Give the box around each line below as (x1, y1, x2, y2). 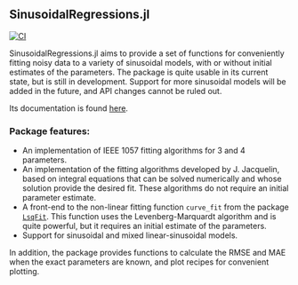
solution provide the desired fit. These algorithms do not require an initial (21, 183, 289, 194)
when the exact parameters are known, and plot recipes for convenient (9, 257, 270, 267)
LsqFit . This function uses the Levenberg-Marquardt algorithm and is (21, 211, 277, 222)
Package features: (9, 124, 91, 137)
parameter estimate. (21, 193, 97, 203)
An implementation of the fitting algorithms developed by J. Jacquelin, (21, 164, 280, 175)
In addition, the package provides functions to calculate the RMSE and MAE (9, 248, 286, 258)
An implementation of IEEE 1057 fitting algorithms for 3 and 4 (21, 146, 246, 156)
